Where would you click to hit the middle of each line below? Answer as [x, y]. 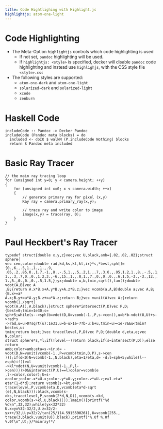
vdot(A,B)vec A [20, 285]
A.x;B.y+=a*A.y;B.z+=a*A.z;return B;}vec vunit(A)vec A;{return [71, 298]
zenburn [27, 99]
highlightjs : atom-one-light [34, 14]
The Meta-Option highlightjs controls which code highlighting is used [83, 52]
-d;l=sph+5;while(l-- [124, 358]
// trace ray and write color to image [63, 210]
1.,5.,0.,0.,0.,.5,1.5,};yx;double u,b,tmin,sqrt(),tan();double [72, 281]
